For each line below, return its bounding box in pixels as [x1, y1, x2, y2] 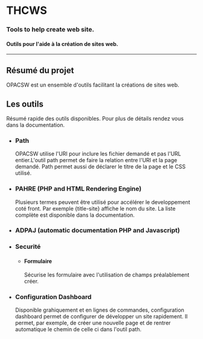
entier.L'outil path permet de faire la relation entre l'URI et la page [14, 157, 178, 164]
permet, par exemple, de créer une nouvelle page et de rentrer [14, 319, 171, 326]
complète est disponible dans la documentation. [14, 211, 135, 219]
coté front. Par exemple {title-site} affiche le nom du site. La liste [14, 205, 176, 212]
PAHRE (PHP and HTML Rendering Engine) [14, 185, 142, 193]
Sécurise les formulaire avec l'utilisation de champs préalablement [24, 271, 190, 278]
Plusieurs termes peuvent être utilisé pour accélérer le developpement [14, 198, 190, 206]
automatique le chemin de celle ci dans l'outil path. [14, 325, 142, 333]
